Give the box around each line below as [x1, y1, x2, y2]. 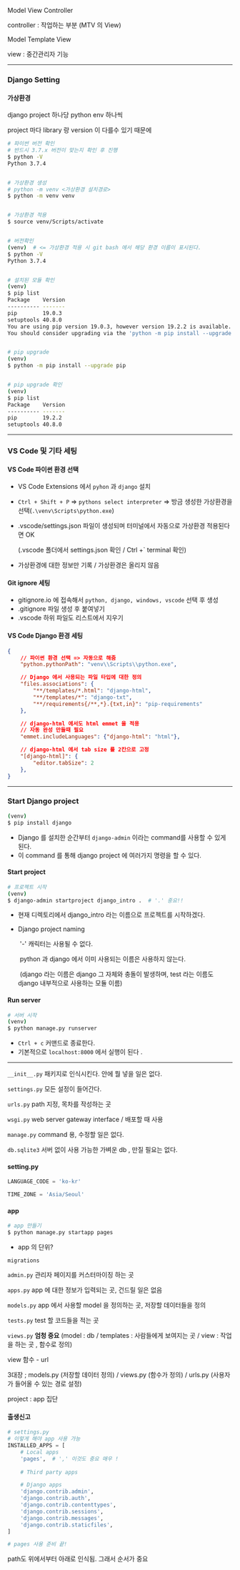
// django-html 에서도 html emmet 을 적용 [20, 720, 139, 727]
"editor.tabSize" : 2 [33, 759, 94, 767]
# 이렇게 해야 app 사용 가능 [7, 1436, 81, 1443]
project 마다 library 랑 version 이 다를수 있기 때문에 [7, 126, 152, 134]
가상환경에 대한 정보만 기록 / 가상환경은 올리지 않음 [17, 561, 159, 570]
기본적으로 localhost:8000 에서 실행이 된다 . [17, 1048, 143, 1056]
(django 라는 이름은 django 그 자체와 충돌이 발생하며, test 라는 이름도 [19, 970, 214, 978]
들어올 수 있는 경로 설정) [14, 1379, 82, 1388]
